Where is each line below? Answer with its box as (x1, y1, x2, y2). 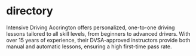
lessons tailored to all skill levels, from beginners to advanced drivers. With (6, 30, 191, 37)
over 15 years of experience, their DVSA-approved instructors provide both (6, 36, 191, 43)
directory (6, 4, 53, 18)
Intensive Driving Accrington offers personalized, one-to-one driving (6, 24, 175, 31)
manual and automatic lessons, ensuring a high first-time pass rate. (6, 43, 172, 50)
